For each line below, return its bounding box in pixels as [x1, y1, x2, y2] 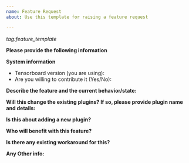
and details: [6, 104, 36, 111]
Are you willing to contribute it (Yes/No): [14, 76, 112, 83]
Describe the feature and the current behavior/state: [6, 87, 137, 94]
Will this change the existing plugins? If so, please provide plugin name [6, 98, 183, 106]
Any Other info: [6, 150, 45, 157]
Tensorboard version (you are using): [14, 69, 104, 76]
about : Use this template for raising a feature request [6, 14, 148, 20]
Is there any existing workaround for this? [6, 138, 110, 145]
